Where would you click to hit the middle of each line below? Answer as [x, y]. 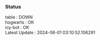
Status [13, 7]
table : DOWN [19, 17]
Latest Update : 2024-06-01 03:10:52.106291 [50, 33]
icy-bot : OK [17, 27]
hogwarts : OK [20, 22]
